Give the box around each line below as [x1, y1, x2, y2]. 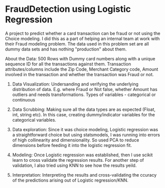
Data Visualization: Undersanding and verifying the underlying [12, 81, 139, 87]
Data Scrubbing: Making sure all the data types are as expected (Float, [12, 106, 156, 112]
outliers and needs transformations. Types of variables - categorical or [12, 92, 156, 97]
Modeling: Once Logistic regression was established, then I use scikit [12, 152, 153, 158]
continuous [12, 96, 35, 102]
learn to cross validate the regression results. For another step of [12, 157, 144, 163]
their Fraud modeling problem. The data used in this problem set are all [5, 41, 149, 47]
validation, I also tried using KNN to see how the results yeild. [12, 162, 137, 168]
